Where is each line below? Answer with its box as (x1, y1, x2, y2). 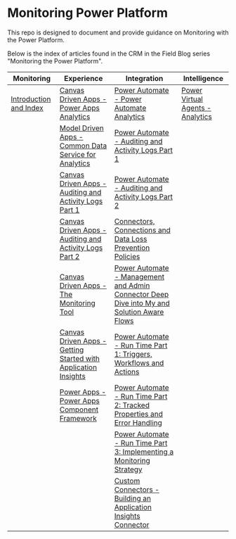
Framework (59, 413, 97, 423)
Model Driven (59, 123, 104, 133)
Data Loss (114, 234, 147, 243)
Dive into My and (114, 298, 170, 307)
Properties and (114, 409, 164, 419)
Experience (64, 73, 103, 83)
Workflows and (114, 357, 164, 367)
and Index (11, 103, 44, 113)
